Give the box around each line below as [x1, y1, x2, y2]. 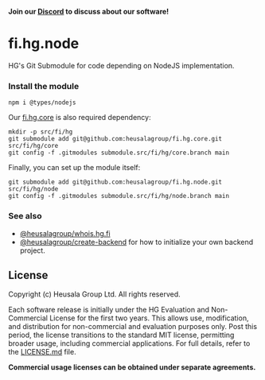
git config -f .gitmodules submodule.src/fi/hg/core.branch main [8, 149, 229, 157]
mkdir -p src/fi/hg [8, 128, 73, 136]
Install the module [8, 80, 80, 91]
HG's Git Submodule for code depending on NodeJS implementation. [8, 60, 235, 70]
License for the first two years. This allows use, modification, [49, 313, 249, 323]
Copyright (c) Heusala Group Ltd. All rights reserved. [8, 289, 181, 299]
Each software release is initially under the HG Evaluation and [8, 305, 209, 315]
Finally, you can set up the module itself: [8, 163, 141, 173]
